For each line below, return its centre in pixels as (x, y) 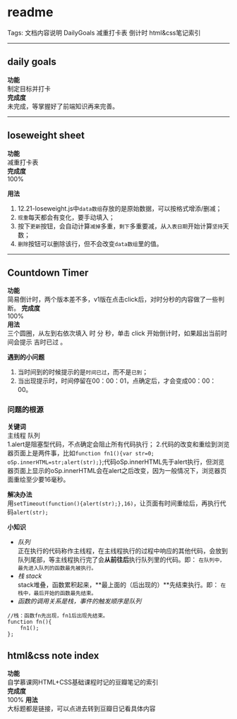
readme (30, 12)
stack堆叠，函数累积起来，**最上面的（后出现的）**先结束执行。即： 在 (122, 584)
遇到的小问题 (26, 357)
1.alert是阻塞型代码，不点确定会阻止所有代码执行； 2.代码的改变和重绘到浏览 (119, 444)
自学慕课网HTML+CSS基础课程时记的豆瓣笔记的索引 (83, 682)
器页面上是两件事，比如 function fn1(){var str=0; (81, 453)
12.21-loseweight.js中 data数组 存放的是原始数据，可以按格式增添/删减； (120, 208)
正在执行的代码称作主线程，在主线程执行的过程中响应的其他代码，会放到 (122, 551)
